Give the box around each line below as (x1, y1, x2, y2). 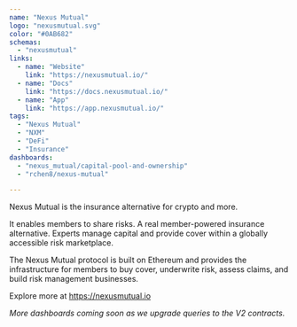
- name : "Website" (17, 63, 86, 72)
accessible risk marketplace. (9, 237, 113, 248)
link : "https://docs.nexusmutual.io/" (25, 87, 168, 96)
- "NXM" (17, 128, 46, 137)
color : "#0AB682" (9, 29, 74, 38)
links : (9, 54, 34, 63)
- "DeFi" (17, 136, 50, 145)
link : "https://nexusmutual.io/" (25, 71, 149, 80)
